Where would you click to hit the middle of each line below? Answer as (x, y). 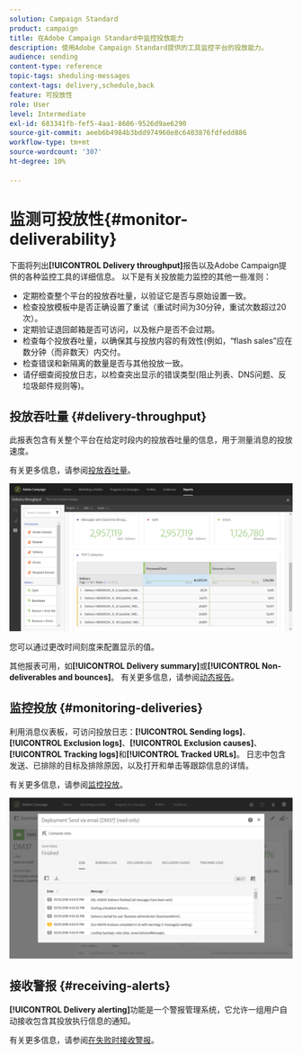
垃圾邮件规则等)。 (55, 385)
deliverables (33, 677)
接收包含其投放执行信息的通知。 (76, 1021)
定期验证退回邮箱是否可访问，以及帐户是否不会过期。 (121, 329)
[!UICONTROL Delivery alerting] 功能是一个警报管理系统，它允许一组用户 (145, 1009)
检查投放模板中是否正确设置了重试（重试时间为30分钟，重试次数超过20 (154, 307)
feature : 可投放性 (41, 95)
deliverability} (63, 239)
